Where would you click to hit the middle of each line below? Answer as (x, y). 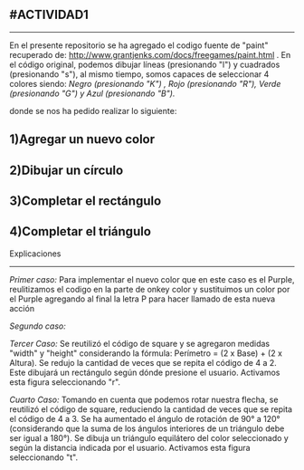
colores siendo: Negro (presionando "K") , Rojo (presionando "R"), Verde (145, 83)
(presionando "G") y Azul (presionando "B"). (92, 93)
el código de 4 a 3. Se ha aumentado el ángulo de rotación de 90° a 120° (145, 418)
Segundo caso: (38, 326)
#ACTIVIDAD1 (49, 15)
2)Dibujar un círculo (66, 170)
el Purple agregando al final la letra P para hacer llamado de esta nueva (142, 299)
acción (22, 308)
